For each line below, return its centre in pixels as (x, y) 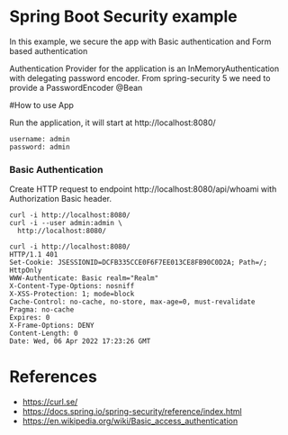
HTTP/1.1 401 (34, 255)
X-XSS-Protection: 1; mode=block (72, 295)
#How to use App (42, 104)
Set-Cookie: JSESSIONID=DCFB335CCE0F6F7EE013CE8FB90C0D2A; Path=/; (139, 263)
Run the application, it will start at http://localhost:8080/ (112, 122)
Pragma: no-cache (42, 310)
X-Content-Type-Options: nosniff (72, 286)
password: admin (40, 147)
